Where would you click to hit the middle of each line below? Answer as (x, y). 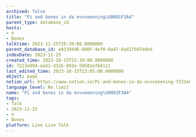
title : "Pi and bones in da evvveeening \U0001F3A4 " (70, 17)
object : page (22, 76)
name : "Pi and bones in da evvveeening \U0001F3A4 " (69, 93)
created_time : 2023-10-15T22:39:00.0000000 (60, 60)
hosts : (14, 28)
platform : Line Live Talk (37, 125)
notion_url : (20, 82)
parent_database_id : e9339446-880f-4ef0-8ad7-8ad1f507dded (79, 50)
